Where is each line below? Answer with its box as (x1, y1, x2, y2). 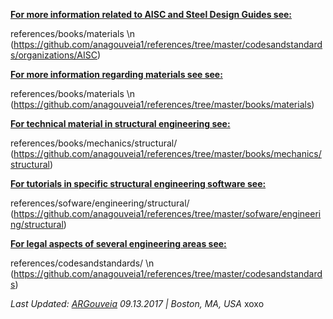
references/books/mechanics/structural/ (10, 137, 178, 149)
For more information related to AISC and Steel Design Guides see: (10, 9, 293, 20)
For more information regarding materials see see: (10, 69, 223, 80)
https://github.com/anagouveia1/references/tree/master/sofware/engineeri (13, 208, 322, 219)
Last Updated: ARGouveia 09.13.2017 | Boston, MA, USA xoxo (10, 298, 265, 309)
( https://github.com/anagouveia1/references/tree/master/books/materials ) (10, 99, 315, 110)
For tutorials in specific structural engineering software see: (10, 178, 267, 189)
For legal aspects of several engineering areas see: (10, 238, 227, 249)
